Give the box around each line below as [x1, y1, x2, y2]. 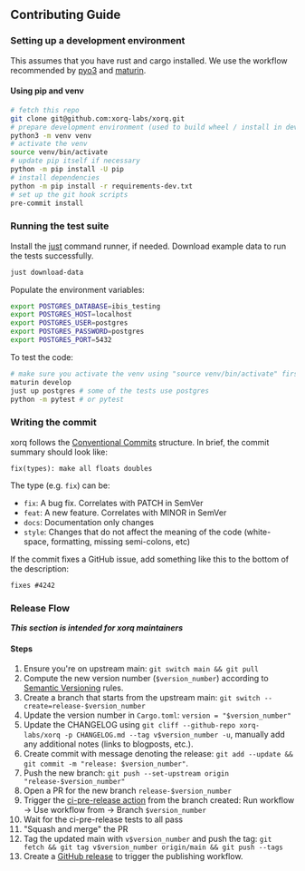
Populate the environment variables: [10, 284, 146, 295]
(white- [243, 526, 272, 537]
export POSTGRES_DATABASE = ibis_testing [10, 301, 161, 311]
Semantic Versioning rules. [23, 682, 124, 693]
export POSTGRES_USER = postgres [10, 318, 129, 328]
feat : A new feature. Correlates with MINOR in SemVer [23, 507, 227, 518]
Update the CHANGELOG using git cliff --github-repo [23, 719, 236, 730]
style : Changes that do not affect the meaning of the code [23, 526, 243, 537]
